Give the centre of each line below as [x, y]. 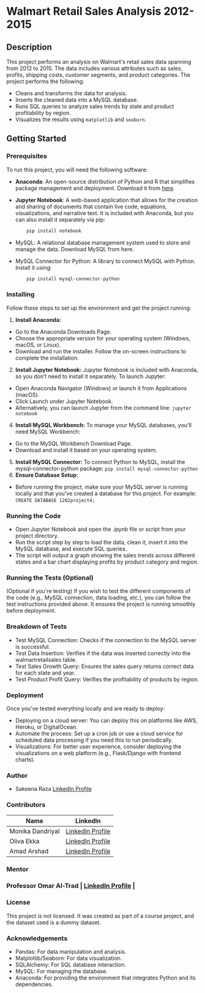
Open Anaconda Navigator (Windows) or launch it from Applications [101, 388]
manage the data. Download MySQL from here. [75, 249]
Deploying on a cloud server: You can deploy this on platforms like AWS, [106, 720]
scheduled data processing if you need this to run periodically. [94, 740]
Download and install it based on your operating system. [86, 450]
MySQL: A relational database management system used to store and [102, 242]
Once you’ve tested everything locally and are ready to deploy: [86, 708]
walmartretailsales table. [46, 659]
